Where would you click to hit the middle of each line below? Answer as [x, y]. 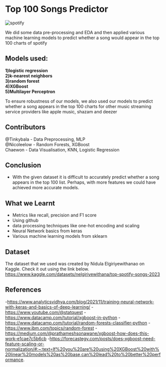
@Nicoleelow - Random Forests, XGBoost [47, 144]
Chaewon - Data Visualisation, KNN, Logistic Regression [62, 150]
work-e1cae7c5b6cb [26, 338]
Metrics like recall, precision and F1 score [54, 215]
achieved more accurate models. [46, 188]
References [23, 290]
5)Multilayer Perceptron [30, 91]
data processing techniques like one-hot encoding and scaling [76, 226]
